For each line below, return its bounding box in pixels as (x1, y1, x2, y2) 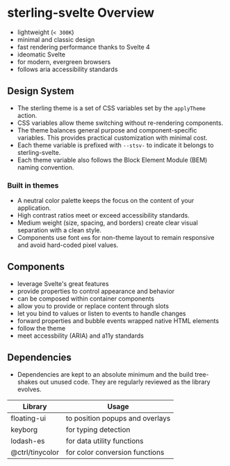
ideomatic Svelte (17, 50, 66, 59)
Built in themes (7, 180, 59, 190)
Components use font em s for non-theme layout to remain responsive (17, 234, 215, 242)
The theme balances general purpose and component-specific (17, 126, 197, 134)
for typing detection (65, 424, 131, 434)
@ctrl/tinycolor (10, 447, 59, 457)
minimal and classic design (17, 35, 95, 43)
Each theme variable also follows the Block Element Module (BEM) (17, 156, 208, 164)
